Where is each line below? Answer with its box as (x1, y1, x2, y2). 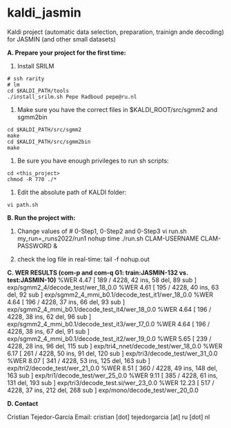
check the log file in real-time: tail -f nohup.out (17, 254, 150, 263)
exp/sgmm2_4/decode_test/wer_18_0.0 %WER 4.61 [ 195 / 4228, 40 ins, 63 (7, 283, 219, 291)
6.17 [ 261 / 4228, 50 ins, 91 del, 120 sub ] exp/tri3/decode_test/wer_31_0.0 (7, 349, 219, 357)
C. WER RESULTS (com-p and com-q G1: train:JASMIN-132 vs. (7, 268, 188, 277)
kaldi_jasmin (7, 5, 81, 21)
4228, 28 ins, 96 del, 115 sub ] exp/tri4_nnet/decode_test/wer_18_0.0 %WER (7, 342, 223, 350)
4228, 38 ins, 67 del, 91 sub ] (7, 327, 90, 335)
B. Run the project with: (7, 213, 76, 222)
